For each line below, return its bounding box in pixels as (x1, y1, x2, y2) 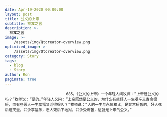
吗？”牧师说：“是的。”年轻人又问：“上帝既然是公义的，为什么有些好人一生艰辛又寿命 (5, 97, 154, 102)
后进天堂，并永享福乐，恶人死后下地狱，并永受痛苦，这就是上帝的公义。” (5, 107, 132, 112)
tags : (5, 58, 16, 63)
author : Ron (5, 72, 30, 77)
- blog (9, 63, 23, 68)
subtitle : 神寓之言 (5, 21, 43, 26)
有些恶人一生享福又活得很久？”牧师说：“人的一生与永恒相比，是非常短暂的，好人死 (16, 102, 162, 107)
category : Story (5, 53, 39, 59)
